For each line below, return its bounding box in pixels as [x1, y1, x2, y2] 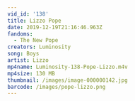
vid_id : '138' [7, 10, 49, 18]
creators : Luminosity [7, 43, 71, 51]
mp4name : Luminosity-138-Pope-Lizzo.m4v [7, 63, 129, 70]
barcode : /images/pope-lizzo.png [7, 83, 106, 90]
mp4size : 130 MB [7, 70, 55, 77]
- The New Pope [13, 37, 59, 44]
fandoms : [7, 30, 33, 38]
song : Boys [7, 51, 40, 58]
